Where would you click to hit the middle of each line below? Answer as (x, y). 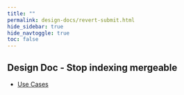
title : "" (22, 14)
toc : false (23, 40)
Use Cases (33, 84)
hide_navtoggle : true (39, 33)
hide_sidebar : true (35, 26)
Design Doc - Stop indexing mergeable (92, 68)
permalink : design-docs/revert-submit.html (71, 20)
